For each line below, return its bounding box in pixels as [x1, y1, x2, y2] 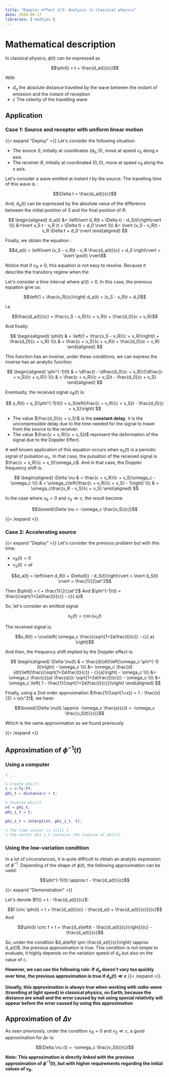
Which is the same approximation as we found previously [5, 720, 124, 726]
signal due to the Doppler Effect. [12, 437, 80, 443]
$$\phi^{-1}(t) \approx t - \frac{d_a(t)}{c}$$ [39, 877, 130, 883]
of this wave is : [5, 181, 38, 187]
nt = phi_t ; [5, 804, 30, 810]
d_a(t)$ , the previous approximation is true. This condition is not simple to [5, 945, 158, 951]
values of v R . [5, 1065, 33, 1073]
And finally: [5, 323, 29, 329]
